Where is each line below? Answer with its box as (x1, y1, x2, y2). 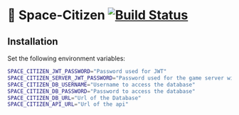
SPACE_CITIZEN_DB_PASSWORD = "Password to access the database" (7, 87, 196, 95)
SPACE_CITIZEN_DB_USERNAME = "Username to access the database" (7, 81, 196, 88)
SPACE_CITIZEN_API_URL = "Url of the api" (7, 101, 129, 108)
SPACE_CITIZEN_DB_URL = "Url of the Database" (7, 94, 142, 102)
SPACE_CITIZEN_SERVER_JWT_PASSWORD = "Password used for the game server (7, 75, 224, 82)
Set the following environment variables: (7, 54, 126, 62)
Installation (7, 35, 58, 48)
